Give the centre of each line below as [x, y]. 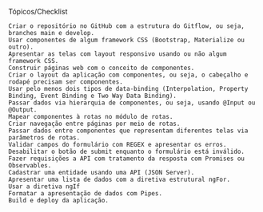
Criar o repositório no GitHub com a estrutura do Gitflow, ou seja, [127, 26]
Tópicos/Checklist [38, 12]
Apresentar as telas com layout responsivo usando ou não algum [118, 54]
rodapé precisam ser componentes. [66, 82]
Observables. [30, 166]
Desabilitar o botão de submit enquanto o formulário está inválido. [127, 151]
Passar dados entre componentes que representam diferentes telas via [128, 131]
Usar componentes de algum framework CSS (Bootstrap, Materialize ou [127, 40]
